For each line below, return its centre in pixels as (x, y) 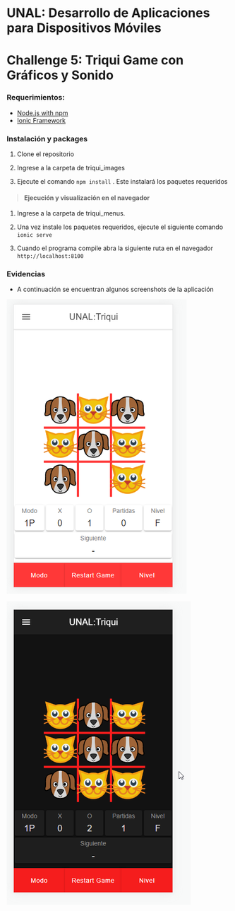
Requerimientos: (36, 98)
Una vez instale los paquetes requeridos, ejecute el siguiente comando (120, 227)
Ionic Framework (41, 120)
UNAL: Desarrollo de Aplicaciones (108, 13)
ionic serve (34, 235)
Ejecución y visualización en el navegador (87, 198)
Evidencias (26, 274)
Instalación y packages (47, 139)
